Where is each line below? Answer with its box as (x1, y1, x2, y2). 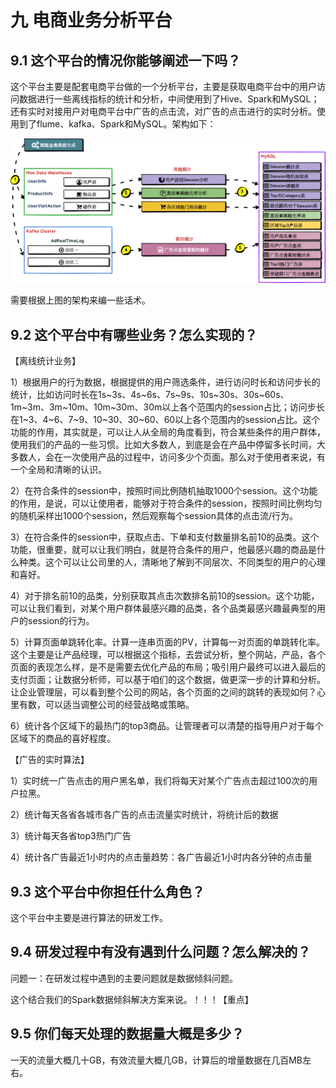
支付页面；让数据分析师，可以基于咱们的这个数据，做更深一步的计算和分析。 (10, 674, 326, 686)
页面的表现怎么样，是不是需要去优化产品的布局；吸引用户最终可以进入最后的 (10, 661, 326, 673)
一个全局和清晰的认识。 (10, 464, 107, 476)
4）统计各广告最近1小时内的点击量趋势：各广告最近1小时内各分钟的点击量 (10, 851, 313, 863)
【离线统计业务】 (10, 355, 81, 367)
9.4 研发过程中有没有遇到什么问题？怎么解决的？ (10, 944, 312, 961)
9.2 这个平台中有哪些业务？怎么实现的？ (10, 326, 258, 343)
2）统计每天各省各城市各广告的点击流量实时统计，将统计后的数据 (10, 809, 279, 821)
